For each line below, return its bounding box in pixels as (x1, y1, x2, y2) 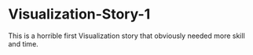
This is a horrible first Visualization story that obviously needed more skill (8, 31, 245, 40)
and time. (8, 39, 39, 48)
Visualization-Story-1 (8, 5, 151, 23)
